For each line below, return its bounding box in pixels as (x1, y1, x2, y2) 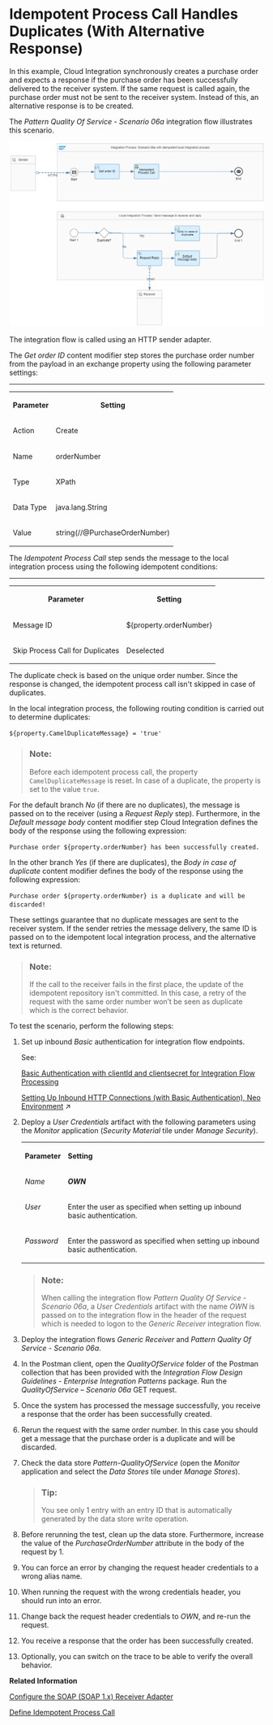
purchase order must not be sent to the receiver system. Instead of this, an (9, 92, 259, 102)
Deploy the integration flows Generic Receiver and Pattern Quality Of (20, 1335, 252, 1345)
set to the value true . (28, 784, 100, 793)
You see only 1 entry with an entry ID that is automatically (41, 1506, 232, 1515)
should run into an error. (20, 1596, 102, 1606)
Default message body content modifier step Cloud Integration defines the (9, 817, 258, 827)
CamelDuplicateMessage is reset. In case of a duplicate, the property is (28, 776, 262, 785)
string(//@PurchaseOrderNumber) (55, 528, 170, 537)
